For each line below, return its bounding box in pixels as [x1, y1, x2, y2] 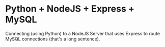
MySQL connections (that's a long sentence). [5, 36, 100, 42]
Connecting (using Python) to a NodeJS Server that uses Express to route [5, 30, 160, 36]
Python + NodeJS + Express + [5, 3, 135, 15]
